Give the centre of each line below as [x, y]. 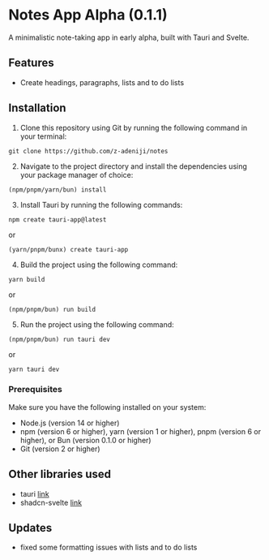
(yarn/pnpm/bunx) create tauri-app [68, 249]
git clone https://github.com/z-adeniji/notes [88, 151]
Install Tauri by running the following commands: [101, 205]
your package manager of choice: [77, 174]
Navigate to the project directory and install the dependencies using [133, 166]
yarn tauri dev [34, 369]
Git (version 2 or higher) [60, 449]
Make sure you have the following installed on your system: [107, 407]
